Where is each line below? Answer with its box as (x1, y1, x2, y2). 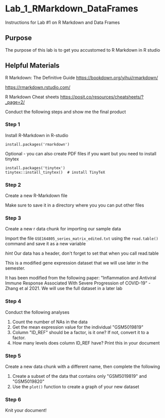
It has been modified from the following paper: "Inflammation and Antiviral (5, 275, 157, 281)
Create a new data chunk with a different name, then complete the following (5, 363, 160, 370)
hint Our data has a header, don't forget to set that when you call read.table (5, 250, 159, 256)
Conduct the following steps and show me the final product (5, 109, 126, 115)
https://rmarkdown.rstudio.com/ (5, 84, 71, 90)
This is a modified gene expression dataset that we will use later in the (5, 260, 149, 266)
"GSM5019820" (12, 378, 45, 385)
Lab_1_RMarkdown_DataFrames (5, 3, 139, 14)
